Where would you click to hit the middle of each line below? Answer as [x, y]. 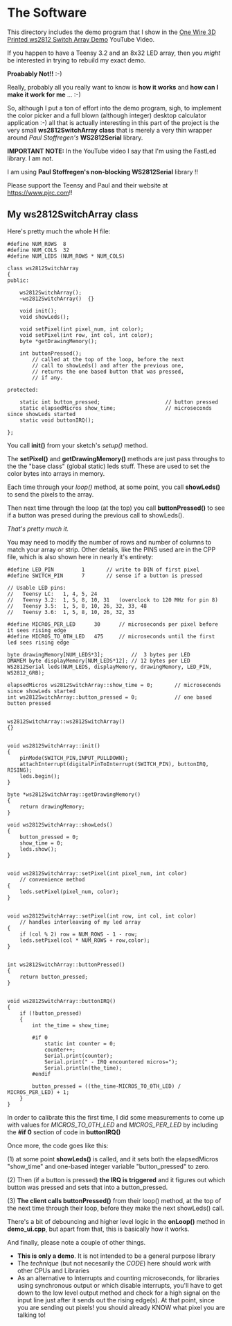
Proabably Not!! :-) [35, 74]
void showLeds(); [45, 317]
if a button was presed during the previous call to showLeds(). [96, 515]
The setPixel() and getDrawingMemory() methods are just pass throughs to [116, 458]
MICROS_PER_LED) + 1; [38, 1092]
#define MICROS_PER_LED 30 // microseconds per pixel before [113, 624]
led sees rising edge [38, 643]
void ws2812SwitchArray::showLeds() [60, 824]
